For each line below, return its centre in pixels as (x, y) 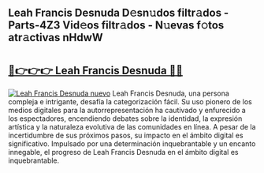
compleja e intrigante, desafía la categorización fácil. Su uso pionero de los (130, 102)
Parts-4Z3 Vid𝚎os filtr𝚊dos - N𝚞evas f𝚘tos (116, 26)
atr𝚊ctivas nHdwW (56, 38)
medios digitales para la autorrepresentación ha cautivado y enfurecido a (127, 110)
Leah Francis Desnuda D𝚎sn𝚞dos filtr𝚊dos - (119, 13)
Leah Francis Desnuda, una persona (171, 93)
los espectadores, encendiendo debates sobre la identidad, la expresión (125, 118)
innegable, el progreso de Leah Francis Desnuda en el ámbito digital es (123, 152)
